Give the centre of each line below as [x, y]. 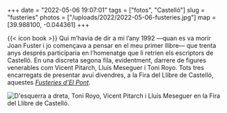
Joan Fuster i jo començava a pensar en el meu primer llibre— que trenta [112, 45]
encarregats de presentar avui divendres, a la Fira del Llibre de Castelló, [110, 75]
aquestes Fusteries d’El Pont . [49, 82]
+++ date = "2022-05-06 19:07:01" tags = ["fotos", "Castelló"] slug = [106, 10]
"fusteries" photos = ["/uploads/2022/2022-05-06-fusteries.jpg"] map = [112, 17]
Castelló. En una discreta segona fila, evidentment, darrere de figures [107, 60]
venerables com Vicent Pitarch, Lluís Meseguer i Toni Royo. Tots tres [105, 68]
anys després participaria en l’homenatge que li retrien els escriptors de [110, 53]
